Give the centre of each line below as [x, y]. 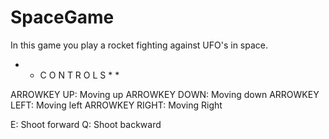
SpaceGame [62, 17]
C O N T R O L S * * [79, 75]
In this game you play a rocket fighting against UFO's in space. [139, 45]
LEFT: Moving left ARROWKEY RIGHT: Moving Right [116, 105]
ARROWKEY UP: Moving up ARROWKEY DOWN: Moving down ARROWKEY [165, 94]
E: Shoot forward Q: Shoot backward [86, 124]
